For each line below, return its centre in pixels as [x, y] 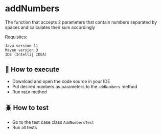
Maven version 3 [22, 50]
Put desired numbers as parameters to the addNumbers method [74, 86]
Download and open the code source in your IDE [61, 81]
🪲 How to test [27, 108]
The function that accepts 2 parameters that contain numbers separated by [81, 22]
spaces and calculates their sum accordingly [50, 27]
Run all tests [24, 127]
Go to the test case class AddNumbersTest [53, 122]
